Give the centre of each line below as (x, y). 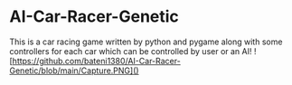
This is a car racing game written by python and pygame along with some (146, 42)
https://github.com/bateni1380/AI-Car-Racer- (96, 61)
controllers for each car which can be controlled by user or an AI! (131, 51)
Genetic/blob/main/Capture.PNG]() (74, 71)
